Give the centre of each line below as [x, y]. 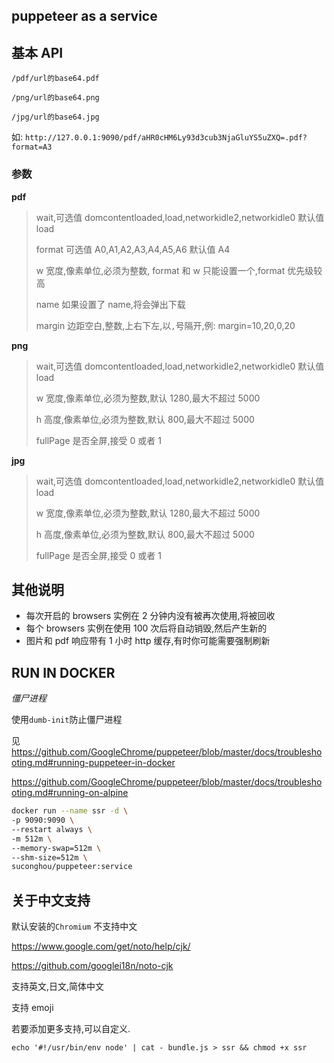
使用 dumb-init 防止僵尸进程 [67, 720]
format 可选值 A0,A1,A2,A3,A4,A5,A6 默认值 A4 [133, 249]
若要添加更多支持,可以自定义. [71, 1029]
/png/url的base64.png [55, 98]
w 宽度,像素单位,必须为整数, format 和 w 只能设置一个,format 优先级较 [179, 270]
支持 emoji [32, 1008]
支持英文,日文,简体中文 [58, 986]
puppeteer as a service [84, 16]
